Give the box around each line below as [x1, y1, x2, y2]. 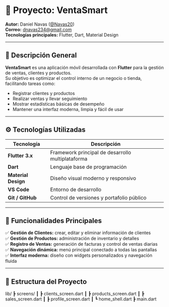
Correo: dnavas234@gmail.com [5, 26, 72, 32]
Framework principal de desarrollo [50, 149, 132, 156]
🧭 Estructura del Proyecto [5, 277, 87, 286]
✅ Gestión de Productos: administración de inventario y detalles [5, 236, 139, 242]
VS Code [8, 186, 29, 193]
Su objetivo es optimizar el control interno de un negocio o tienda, [5, 75, 142, 81]
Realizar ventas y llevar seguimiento [12, 95, 88, 101]
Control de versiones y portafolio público [50, 194, 147, 201]
